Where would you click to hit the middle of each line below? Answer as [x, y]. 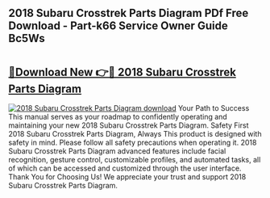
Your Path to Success [214, 108]
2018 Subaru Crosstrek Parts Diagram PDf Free [129, 13]
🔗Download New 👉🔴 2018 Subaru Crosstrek [122, 72]
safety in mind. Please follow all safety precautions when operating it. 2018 [133, 142]
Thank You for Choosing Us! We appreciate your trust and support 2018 [127, 177]
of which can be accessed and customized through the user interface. [125, 168]
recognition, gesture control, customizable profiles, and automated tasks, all [135, 160]
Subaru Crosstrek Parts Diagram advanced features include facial [117, 151]
